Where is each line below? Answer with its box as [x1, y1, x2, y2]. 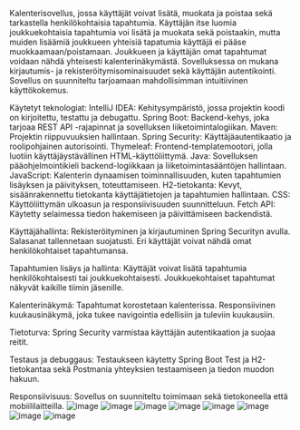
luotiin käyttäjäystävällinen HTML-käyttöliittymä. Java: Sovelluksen [9, 151, 258, 161]
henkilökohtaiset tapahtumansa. [9, 245, 129, 256]
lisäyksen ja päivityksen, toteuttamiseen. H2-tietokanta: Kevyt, [9, 180, 243, 190]
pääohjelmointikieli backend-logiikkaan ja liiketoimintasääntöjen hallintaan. [9, 161, 287, 171]
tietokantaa [9, 364, 52, 375]
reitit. [9, 337, 29, 347]
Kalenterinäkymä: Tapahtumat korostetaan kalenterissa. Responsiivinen [9, 299, 276, 310]
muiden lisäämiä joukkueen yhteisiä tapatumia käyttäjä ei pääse [9, 36, 247, 47]
